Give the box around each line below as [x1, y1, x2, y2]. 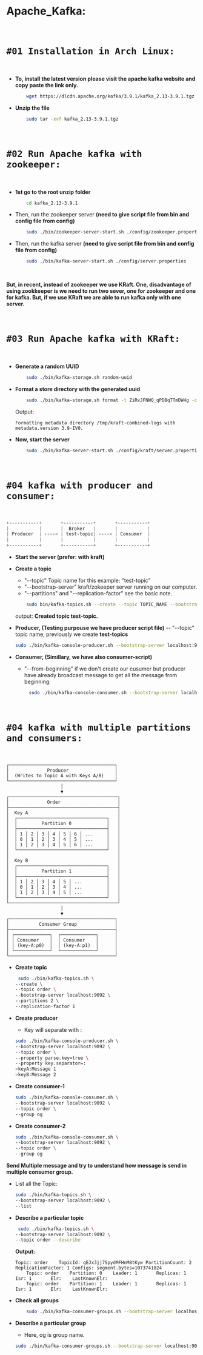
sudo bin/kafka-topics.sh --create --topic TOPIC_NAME [26, 601, 168, 607]
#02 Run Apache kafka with [6, 148, 142, 159]
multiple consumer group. [6, 1168, 73, 1176]
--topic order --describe [15, 1237, 81, 1243]
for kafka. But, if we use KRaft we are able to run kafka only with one [6, 294, 182, 301]
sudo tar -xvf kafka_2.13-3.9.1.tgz [26, 116, 119, 122]
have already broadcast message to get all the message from [24, 671, 178, 678]
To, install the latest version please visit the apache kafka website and [15, 75, 196, 82]
